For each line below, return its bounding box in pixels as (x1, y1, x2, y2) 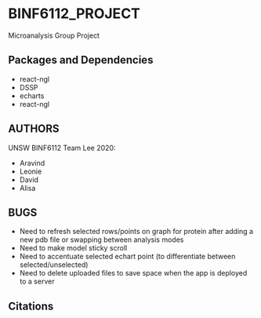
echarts (19, 91, 45, 101)
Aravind (19, 158, 45, 167)
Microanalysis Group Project (8, 31, 100, 40)
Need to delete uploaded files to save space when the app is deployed (19, 269, 248, 278)
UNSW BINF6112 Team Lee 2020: (8, 143, 116, 152)
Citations (8, 299, 54, 313)
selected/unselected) (19, 260, 89, 269)
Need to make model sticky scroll (19, 243, 128, 253)
